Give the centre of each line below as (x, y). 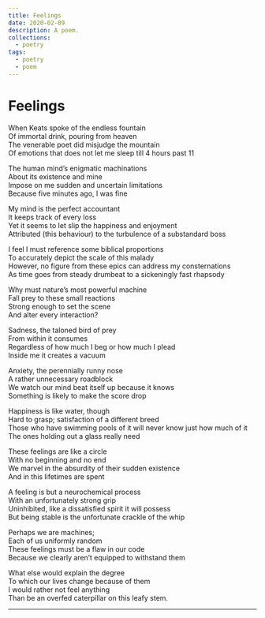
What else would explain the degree (66, 572)
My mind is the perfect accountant (64, 208)
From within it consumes (48, 338)
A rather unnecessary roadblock (61, 379)
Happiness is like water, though (59, 410)
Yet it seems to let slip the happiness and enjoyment (93, 225)
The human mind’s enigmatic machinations (78, 168)
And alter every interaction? (53, 315)
